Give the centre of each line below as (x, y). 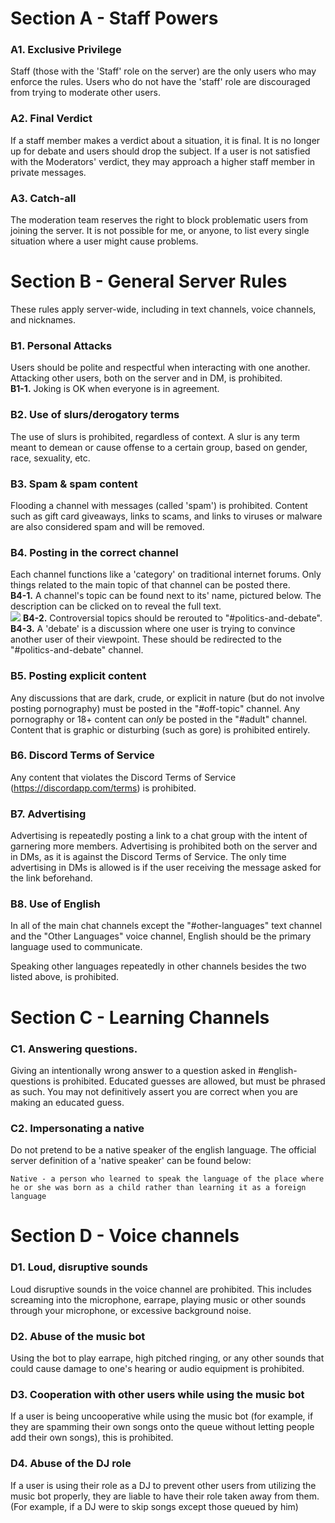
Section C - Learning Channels (140, 1017)
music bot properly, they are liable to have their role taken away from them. (165, 1496)
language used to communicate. (76, 947)
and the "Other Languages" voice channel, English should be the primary (161, 936)
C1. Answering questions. (74, 1049)
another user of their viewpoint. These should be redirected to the (146, 639)
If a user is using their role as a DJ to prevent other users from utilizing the (163, 1485)
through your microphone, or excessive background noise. (131, 1310)
